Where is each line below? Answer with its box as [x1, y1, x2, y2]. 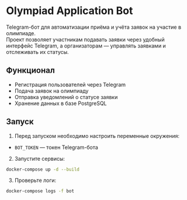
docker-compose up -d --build [6, 166, 80, 172]
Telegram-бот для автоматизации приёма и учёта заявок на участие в [6, 23, 182, 30]
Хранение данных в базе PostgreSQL [14, 100, 107, 107]
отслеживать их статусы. [6, 48, 69, 55]
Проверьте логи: [14, 177, 57, 184]
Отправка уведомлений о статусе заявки [14, 93, 118, 100]
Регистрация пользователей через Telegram [14, 81, 126, 88]
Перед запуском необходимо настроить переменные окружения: [14, 132, 180, 139]
